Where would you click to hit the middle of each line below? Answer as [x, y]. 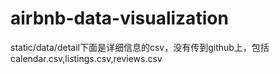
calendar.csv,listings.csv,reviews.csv [86, 58]
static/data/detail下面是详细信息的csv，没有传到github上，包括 [140, 47]
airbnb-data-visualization [119, 18]
